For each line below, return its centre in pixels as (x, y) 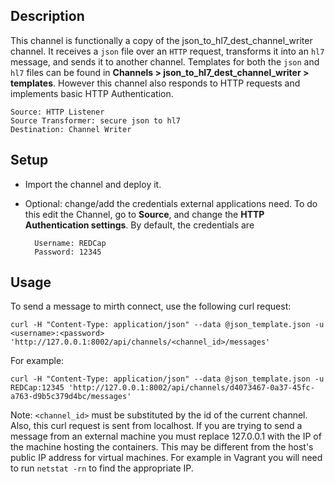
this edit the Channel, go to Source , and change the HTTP (144, 214)
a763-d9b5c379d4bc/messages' (71, 397)
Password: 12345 (68, 252)
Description (47, 16)
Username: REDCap (70, 243)
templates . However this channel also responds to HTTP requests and (155, 83)
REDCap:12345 (37, 388)
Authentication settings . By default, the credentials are (139, 225)
